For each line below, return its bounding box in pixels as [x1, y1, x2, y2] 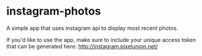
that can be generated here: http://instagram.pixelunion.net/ [6, 43, 158, 50]
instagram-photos [6, 4, 101, 18]
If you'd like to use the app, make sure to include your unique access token [6, 36, 196, 43]
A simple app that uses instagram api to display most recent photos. [6, 24, 179, 32]
